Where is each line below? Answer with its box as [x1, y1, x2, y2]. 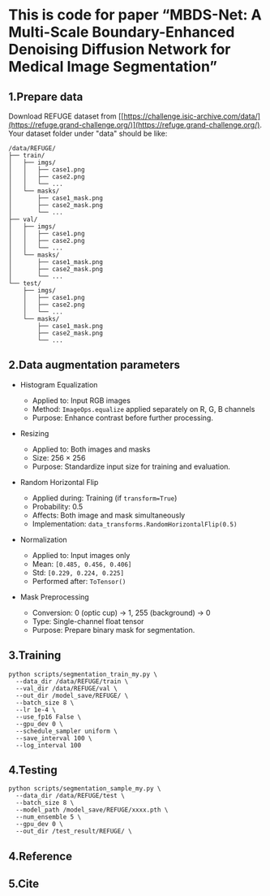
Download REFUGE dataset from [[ [8, 111, 124, 121]
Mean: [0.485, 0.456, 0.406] [32, 559, 132, 569]
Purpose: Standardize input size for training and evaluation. [32, 461, 231, 471]
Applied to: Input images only [32, 550, 131, 560]
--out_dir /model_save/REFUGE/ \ [15, 691, 129, 699]
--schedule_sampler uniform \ [15, 727, 118, 735]
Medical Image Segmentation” [8, 58, 217, 76]
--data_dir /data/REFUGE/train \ [15, 677, 129, 686]
